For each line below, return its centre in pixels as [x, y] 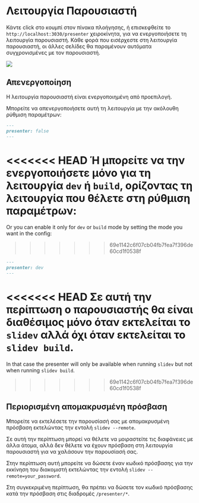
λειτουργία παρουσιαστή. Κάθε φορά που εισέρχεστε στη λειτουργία [92, 40]
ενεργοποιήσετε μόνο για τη [79, 173]
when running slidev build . [41, 370]
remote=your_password [33, 476]
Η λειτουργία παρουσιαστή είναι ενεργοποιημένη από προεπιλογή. [89, 97]
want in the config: [29, 233]
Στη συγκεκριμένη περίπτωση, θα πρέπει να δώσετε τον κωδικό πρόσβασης [99, 487]
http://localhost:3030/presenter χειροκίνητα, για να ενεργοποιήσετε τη [97, 33]
